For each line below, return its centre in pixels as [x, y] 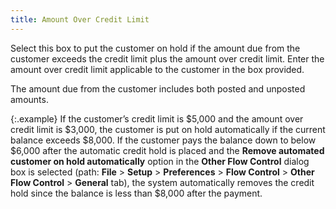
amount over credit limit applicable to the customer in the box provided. [157, 69]
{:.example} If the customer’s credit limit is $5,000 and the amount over [157, 118]
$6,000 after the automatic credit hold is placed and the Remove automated [167, 150]
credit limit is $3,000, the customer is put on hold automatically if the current [168, 129]
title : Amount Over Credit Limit [80, 19]
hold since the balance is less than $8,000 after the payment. [136, 193]
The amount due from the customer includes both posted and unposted [158, 88]
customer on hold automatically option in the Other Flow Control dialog [160, 161]
